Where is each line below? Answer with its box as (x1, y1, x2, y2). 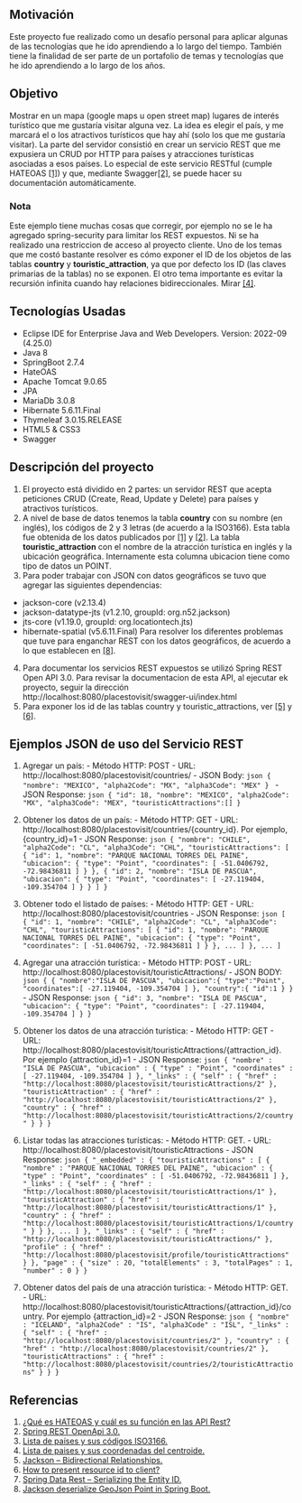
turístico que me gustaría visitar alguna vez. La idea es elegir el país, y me (9, 119, 284, 130)
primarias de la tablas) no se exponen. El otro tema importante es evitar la (9, 268, 284, 279)
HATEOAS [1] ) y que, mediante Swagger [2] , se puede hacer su (9, 167, 242, 179)
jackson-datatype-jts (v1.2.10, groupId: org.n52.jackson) (22, 607, 231, 617)
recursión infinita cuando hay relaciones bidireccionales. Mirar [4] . (9, 277, 257, 288)
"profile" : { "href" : (22, 1243, 113, 1252)
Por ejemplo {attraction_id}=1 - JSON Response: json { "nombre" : (22, 1054, 273, 1065)
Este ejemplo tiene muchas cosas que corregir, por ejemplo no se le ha (9, 220, 273, 231)
